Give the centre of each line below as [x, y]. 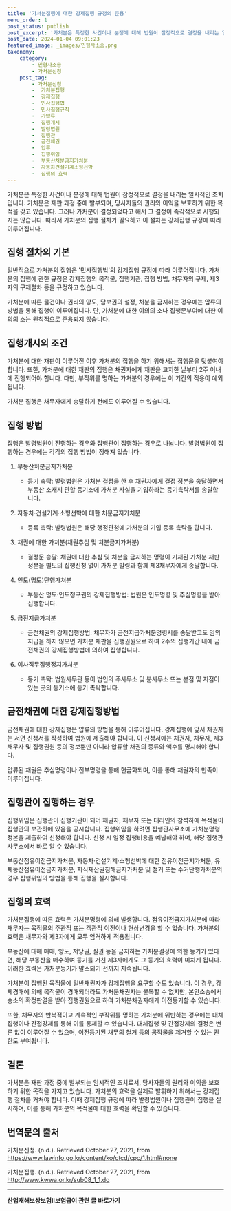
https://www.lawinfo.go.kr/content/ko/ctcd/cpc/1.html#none [92, 1158]
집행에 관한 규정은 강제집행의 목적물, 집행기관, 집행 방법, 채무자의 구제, [114, 279]
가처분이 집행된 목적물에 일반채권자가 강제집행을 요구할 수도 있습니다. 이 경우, [111, 983]
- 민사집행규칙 [51, 110]
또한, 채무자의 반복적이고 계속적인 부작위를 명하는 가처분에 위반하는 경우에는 [109, 1015]
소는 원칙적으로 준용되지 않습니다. [65, 319]
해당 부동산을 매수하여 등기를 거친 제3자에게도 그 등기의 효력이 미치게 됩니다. [119, 960]
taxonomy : [21, 52]
